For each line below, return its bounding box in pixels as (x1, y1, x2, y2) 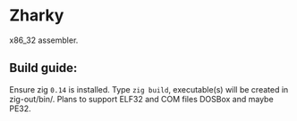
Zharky (9, 5, 64, 26)
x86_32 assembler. (9, 35, 79, 45)
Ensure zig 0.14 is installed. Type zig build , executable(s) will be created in (9, 84, 289, 94)
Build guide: (9, 60, 78, 76)
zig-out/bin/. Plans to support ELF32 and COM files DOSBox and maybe (9, 93, 275, 104)
